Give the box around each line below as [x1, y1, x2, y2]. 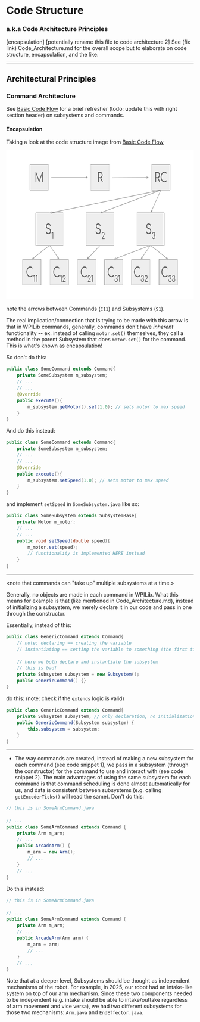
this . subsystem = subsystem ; [27, 726, 100, 732]
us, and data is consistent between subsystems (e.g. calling [14, 787, 162, 794]
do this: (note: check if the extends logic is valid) [6, 695, 124, 702]
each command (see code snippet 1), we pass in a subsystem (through [14, 761, 189, 769]
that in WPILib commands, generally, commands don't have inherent [6, 323, 174, 331]
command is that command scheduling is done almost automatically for [14, 780, 190, 787]
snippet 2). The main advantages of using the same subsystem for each [14, 774, 192, 781]
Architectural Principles [6, 74, 96, 84]
